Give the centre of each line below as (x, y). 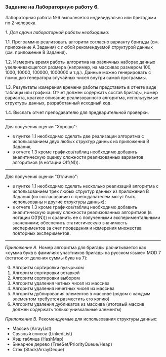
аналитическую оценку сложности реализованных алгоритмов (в (82, 213)
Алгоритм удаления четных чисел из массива (61, 283)
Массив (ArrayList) (32, 328)
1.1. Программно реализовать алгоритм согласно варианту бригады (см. (82, 42)
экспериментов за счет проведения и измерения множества (77, 228)
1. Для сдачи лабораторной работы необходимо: (57, 33)
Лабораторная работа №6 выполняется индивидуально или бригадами (81, 18)
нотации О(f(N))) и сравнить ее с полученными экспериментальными (86, 217)
